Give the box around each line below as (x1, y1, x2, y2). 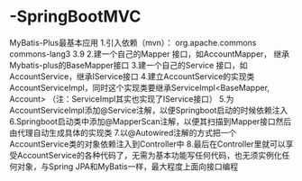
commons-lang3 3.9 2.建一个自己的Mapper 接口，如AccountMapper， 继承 (9, 48, 290, 59)
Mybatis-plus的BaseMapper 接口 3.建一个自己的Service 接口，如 (9, 59, 248, 70)
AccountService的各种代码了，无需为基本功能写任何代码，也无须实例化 (16, 149, 282, 160)
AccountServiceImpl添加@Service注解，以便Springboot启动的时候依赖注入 (9, 104, 288, 115)
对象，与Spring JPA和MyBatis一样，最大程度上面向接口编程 (16, 160, 239, 172)
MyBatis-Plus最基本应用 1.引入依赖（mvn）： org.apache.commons (9, 37, 257, 48)
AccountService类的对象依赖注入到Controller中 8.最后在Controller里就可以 (9, 138, 286, 149)
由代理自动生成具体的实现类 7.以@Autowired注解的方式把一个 (9, 127, 237, 138)
